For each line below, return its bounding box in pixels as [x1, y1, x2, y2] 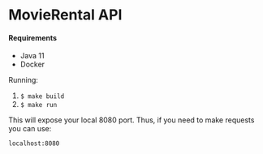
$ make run [19, 101, 58, 109]
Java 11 [19, 51, 45, 61]
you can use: [8, 124, 52, 134]
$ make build [19, 92, 65, 101]
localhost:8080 [8, 139, 60, 148]
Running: [8, 75, 39, 85]
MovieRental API [8, 6, 123, 24]
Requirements [8, 32, 58, 42]
